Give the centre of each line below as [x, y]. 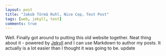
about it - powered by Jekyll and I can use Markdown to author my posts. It [83, 43]
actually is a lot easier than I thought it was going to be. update [70, 48]
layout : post [19, 10]
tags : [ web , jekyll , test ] [33, 19]
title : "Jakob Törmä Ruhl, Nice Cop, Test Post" [57, 14]
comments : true [21, 24]
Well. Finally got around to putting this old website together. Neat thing [78, 38]
